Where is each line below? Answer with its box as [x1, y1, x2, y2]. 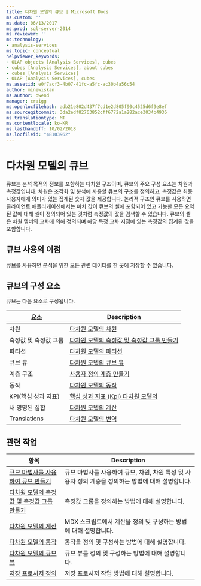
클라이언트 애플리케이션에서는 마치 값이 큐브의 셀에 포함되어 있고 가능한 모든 [6, 202, 184, 210]
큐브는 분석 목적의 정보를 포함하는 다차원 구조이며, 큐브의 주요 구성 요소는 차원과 [6, 180, 193, 187]
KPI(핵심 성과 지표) [9, 392, 60, 401]
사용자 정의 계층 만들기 [69, 370, 130, 378]
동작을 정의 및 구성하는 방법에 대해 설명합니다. [65, 538, 187, 546]
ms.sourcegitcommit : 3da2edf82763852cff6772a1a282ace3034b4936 [6, 109, 167, 115]
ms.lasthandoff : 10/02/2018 [6, 126, 77, 132]
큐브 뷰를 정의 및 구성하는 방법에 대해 [65, 549, 163, 558]
